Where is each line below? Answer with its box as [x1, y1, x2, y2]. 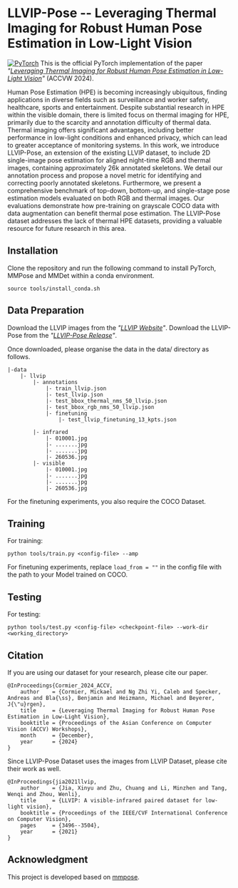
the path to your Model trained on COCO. [7, 570, 128, 579]
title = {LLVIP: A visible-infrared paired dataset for [20, 797, 202, 804]
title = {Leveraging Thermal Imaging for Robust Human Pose [20, 707, 215, 714]
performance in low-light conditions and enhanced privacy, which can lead [7, 133, 227, 142]
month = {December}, [20, 732, 94, 739]
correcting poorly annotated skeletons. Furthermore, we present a [7, 178, 202, 187]
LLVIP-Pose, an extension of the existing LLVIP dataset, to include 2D [7, 148, 211, 157]
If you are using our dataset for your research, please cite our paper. [7, 668, 208, 676]
